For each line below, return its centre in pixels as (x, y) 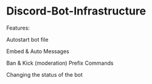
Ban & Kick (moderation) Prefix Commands (60, 63)
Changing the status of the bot (45, 74)
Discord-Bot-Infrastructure (76, 11)
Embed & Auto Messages (38, 51)
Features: (18, 28)
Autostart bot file (27, 39)
